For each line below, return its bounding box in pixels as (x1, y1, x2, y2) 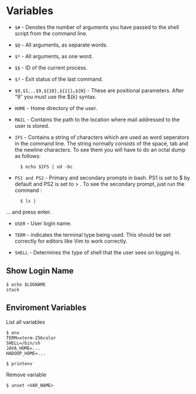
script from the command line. (14, 29, 88, 37)
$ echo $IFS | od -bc (20, 164, 73, 170)
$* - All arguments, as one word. (14, 52, 93, 59)
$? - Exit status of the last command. (14, 75, 103, 82)
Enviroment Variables (6, 303, 87, 313)
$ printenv (6, 360, 33, 366)
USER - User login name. (14, 220, 72, 227)
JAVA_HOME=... (6, 345, 41, 351)
